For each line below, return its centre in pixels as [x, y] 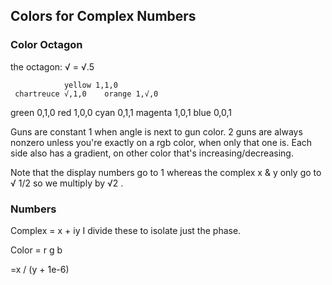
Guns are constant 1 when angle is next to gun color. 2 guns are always [156, 131]
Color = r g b [36, 250]
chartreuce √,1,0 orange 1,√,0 [86, 94]
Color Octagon [46, 45]
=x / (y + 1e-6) [40, 269]
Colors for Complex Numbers [103, 16]
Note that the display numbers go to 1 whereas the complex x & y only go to [166, 172]
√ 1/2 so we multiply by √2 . [67, 183]
